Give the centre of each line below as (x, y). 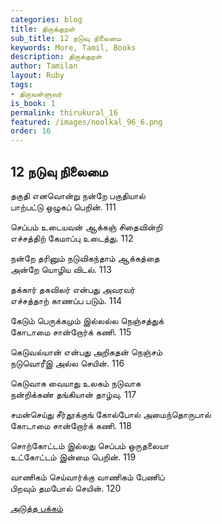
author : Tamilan (44, 66)
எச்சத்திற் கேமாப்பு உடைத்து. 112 (72, 238)
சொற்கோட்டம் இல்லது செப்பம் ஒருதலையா (90, 445)
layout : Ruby (37, 76)
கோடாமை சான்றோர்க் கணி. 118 (71, 425)
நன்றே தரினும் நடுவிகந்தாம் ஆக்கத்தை (85, 258)
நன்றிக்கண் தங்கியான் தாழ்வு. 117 (73, 394)
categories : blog (46, 19)
